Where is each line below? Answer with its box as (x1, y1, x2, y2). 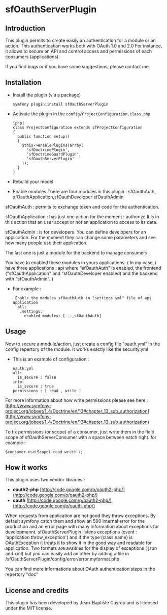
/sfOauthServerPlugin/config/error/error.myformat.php (5, 556, 120, 562)
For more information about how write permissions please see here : (5, 397, 148, 403)
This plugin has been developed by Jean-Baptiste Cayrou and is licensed (5, 600, 158, 606)
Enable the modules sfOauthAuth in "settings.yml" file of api (15, 295, 152, 300)
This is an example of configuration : (12, 356, 89, 362)
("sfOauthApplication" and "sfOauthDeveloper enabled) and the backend (5, 270, 158, 276)
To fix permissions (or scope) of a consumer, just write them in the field (5, 428, 155, 434)
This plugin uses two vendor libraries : (5, 477, 85, 483)
